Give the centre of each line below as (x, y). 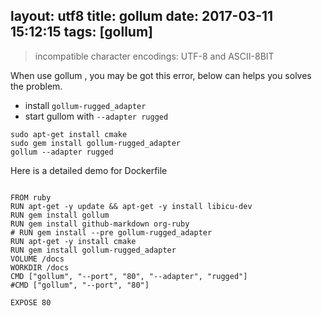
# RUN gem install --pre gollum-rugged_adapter (111, 232)
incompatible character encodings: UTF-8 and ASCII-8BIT (154, 56)
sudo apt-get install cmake (69, 134)
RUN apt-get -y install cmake (73, 241)
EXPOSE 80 (31, 302)
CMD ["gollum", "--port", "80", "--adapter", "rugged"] (129, 276)
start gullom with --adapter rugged (96, 116)
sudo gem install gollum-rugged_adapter (96, 143)
